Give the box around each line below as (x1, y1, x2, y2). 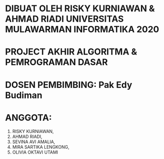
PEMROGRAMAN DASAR (5, 57, 108, 68)
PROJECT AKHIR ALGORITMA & (5, 46, 137, 57)
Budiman (5, 89, 43, 101)
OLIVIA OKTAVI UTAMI (12, 149, 58, 155)
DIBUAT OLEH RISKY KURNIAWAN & (5, 3, 155, 14)
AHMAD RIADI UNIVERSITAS (5, 13, 124, 25)
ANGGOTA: (5, 112, 52, 123)
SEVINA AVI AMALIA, (12, 138, 56, 145)
